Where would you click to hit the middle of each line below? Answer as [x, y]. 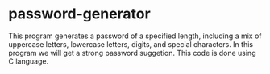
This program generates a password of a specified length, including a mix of [135, 36]
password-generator [79, 14]
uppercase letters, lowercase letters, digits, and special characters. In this [131, 44]
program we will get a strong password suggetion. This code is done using [132, 53]
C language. [29, 61]
